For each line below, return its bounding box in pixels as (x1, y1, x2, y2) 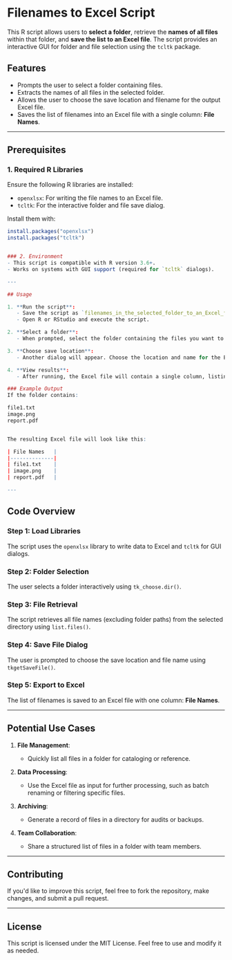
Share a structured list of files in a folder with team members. (27, 842, 202, 850)
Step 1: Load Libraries (7, 526, 81, 536)
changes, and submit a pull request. (7, 894, 109, 903)
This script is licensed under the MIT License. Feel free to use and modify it (7, 939, 222, 948)
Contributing (7, 869, 64, 880)
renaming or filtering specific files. (27, 788, 126, 797)
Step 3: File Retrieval (7, 600, 78, 609)
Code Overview (7, 506, 76, 517)
